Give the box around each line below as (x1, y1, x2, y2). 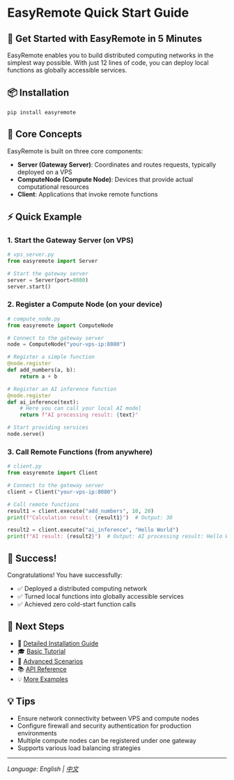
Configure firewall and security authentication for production (17, 721, 192, 730)
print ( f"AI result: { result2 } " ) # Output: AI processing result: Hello (7, 533, 223, 540)
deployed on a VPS (17, 167, 72, 176)
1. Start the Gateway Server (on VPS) (7, 235, 134, 245)
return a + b (19, 373, 58, 380)
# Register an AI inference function (7, 385, 117, 392)
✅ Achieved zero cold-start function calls (17, 599, 136, 608)
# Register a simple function (7, 353, 95, 360)
